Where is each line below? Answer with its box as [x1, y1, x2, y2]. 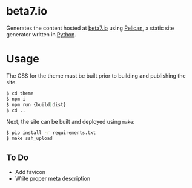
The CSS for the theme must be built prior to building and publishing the [6, 72, 186, 79]
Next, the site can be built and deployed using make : [6, 118, 135, 126]
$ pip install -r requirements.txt [6, 130, 96, 136]
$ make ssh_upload [6, 135, 53, 142]
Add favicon [15, 168, 46, 175]
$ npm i [6, 96, 26, 102]
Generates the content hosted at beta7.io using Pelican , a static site [6, 24, 174, 32]
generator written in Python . [6, 30, 77, 38]
